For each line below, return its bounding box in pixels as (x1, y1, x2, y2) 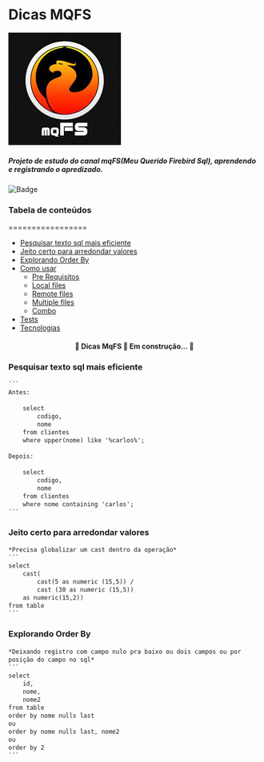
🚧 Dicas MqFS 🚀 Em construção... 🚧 (74, 341, 194, 351)
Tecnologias (19, 323, 61, 333)
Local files (31, 281, 66, 290)
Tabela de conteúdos (8, 204, 92, 215)
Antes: (8, 389, 30, 397)
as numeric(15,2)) (22, 594, 84, 602)
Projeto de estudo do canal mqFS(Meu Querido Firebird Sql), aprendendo (8, 156, 257, 166)
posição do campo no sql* (8, 656, 94, 664)
